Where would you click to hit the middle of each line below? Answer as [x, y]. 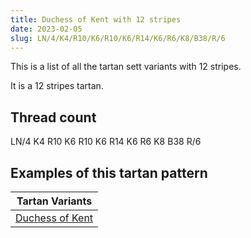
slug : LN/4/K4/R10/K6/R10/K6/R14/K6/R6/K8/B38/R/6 [118, 38]
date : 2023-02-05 [46, 29]
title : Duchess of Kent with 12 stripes [96, 19]
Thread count [53, 117]
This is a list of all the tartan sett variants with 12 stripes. [126, 67]
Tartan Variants [54, 201]
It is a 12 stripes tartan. [57, 86]
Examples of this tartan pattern [109, 172]
